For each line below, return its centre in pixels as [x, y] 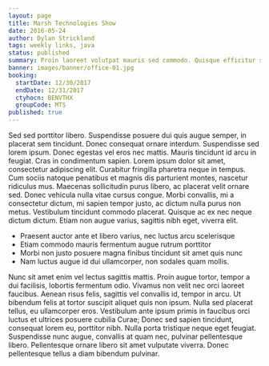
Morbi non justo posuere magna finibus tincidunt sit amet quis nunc [131, 253]
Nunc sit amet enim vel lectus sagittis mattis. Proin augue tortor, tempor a [129, 277]
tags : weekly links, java [51, 46]
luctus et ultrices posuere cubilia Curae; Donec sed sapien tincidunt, [121, 320]
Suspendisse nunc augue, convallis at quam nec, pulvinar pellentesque [125, 336]
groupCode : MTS [41, 105]
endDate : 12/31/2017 [50, 90]
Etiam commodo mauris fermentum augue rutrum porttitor [116, 244]
